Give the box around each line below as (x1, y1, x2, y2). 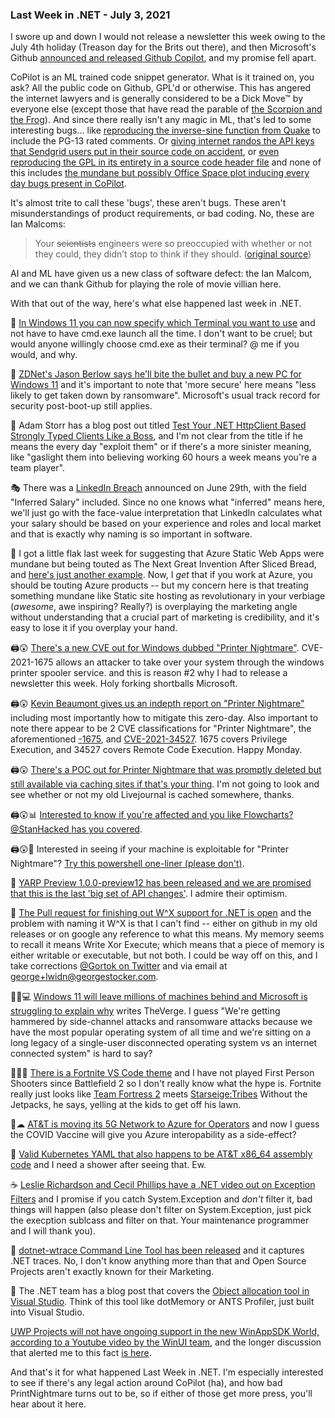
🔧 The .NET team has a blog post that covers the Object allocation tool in (10, 1285, 310, 1297)
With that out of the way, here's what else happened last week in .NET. (10, 298, 302, 310)
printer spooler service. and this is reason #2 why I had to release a (10, 667, 288, 679)
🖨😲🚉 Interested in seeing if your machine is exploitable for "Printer (10, 843, 290, 855)
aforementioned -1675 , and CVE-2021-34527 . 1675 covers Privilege (10, 733, 288, 745)
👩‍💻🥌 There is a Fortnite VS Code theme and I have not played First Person (10, 1067, 315, 1079)
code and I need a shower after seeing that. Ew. (10, 1159, 207, 1171)
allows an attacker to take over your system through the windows (55, 656, 325, 668)
